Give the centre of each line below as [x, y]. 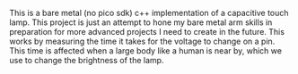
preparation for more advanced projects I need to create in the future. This [147, 32]
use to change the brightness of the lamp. [87, 60]
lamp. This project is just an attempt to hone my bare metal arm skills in [141, 22]
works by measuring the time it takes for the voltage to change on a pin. [142, 41]
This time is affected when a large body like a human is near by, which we [146, 51]
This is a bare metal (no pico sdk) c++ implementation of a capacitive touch [149, 13]
